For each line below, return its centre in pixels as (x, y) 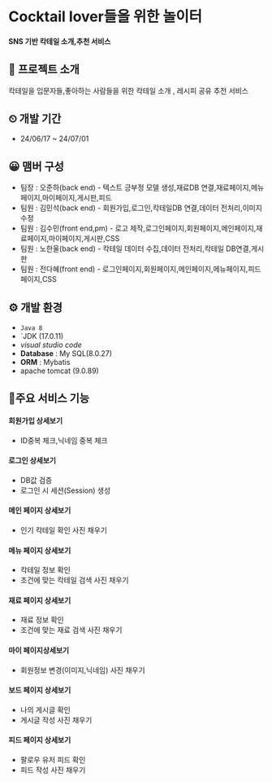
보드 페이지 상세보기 (40, 690)
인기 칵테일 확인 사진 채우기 (64, 530)
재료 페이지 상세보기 (40, 600)
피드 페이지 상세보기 (40, 740)
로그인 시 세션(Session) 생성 (65, 490)
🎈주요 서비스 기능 (49, 399)
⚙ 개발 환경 (36, 308)
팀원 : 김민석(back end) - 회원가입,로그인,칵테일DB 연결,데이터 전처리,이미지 (141, 208)
